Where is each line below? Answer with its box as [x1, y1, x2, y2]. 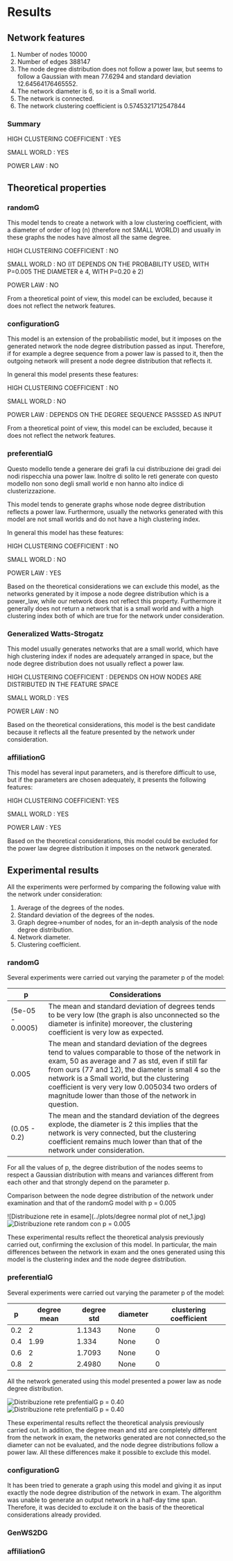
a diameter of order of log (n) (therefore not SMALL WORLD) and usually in [7, 225, 221, 234]
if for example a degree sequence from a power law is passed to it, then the [7, 350, 224, 358]
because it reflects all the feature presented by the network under [7, 728, 196, 736]
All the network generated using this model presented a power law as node [7, 1376, 222, 1385]
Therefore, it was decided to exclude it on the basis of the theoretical [7, 1503, 205, 1511]
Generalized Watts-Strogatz [7, 629, 104, 638]
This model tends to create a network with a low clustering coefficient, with [7, 218, 223, 226]
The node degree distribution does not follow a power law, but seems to [17, 65, 223, 73]
